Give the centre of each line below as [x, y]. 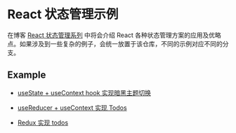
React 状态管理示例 [63, 14]
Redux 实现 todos [43, 122]
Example [27, 75]
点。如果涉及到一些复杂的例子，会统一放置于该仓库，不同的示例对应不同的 [115, 43]
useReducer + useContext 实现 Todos [72, 107]
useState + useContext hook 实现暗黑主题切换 [84, 92]
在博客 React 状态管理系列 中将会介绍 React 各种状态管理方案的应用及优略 [114, 35]
